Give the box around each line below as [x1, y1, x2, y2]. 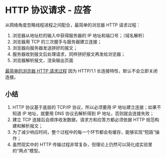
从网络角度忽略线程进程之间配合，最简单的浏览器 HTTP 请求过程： [5, 22, 141, 28]
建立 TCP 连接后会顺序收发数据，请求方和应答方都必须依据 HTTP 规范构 [12, 116, 160, 122]
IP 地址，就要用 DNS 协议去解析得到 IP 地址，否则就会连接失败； [22, 110, 155, 116]
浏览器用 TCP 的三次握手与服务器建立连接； [12, 38, 102, 45]
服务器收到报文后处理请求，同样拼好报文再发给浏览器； [12, 51, 125, 57]
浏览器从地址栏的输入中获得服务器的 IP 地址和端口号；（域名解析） [12, 32, 147, 38]
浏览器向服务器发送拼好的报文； [12, 45, 78, 51]
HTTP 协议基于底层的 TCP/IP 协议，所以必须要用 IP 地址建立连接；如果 [12, 104, 157, 110]
